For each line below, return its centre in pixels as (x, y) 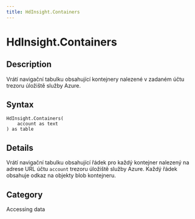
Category (25, 194)
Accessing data (26, 209)
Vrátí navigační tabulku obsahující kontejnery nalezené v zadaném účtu (95, 79)
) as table (20, 129)
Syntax (20, 105)
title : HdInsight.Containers (43, 12)
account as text (38, 124)
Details (20, 148)
